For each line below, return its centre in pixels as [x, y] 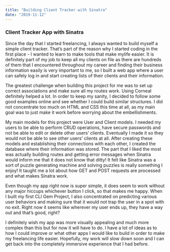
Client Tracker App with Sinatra [45, 32]
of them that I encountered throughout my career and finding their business [84, 65]
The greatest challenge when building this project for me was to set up [79, 85]
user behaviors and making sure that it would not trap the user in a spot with [85, 202]
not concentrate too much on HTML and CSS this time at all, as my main [80, 107]
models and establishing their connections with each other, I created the [80, 143]
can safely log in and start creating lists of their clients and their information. [85, 75]
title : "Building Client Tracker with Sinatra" [56, 10]
